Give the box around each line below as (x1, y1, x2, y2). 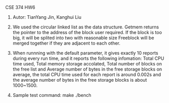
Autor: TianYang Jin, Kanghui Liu (12, 14, 82, 20)
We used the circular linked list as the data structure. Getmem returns (12, 24, 159, 30)
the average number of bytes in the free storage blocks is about (12, 77, 147, 83)
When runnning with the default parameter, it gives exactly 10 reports (12, 50, 158, 56)
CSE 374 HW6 (5, 5, 36, 10)
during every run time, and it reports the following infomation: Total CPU (12, 55, 164, 61)
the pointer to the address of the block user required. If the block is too (12, 29, 162, 35)
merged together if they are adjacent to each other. (12, 40, 121, 46)
